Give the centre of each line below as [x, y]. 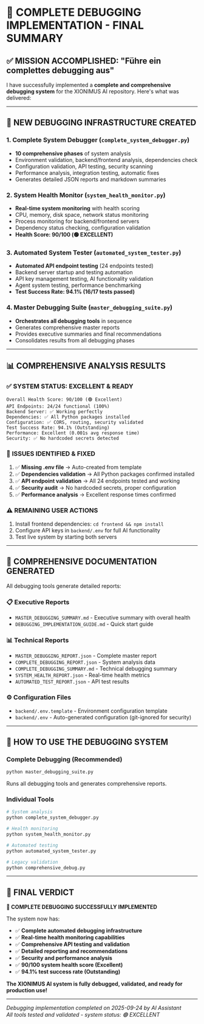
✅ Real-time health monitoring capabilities [70, 937]
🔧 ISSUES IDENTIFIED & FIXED [51, 454]
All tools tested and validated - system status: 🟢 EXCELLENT [83, 1015]
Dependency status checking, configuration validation [83, 227]
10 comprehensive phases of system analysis [73, 153]
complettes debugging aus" [60, 70]
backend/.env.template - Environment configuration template [91, 711]
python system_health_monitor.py [49, 835]
